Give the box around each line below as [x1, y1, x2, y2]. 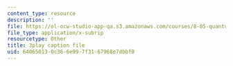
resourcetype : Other [7, 36, 67, 43]
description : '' [7, 16, 54, 23]
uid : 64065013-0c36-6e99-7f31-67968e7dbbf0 [7, 49, 135, 56]
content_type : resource [7, 10, 76, 17]
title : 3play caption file [7, 42, 85, 49]
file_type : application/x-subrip [7, 29, 104, 36]
